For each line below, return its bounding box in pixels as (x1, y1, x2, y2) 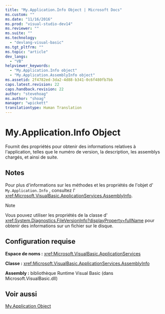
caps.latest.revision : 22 (5, 82, 59, 87)
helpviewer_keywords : (5, 63, 51, 68)
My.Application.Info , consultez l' (5, 187, 76, 193)
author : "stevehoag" (5, 91, 49, 96)
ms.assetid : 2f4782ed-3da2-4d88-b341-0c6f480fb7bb (5, 77, 113, 82)
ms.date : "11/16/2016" (5, 17, 53, 22)
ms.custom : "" (5, 12, 35, 17)
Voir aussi (5, 289, 37, 298)
